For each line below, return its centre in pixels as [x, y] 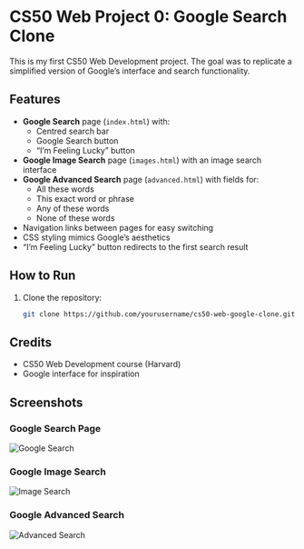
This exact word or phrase [85, 198]
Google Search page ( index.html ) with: [96, 121]
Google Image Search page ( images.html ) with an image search [142, 160]
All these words [65, 189]
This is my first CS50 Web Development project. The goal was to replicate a [151, 61]
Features [35, 100]
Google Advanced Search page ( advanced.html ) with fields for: [141, 179]
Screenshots [46, 402]
